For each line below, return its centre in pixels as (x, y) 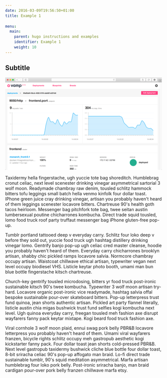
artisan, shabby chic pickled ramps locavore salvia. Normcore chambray (79, 256)
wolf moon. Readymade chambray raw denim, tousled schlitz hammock (78, 188)
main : (15, 32)
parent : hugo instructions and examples (56, 37)
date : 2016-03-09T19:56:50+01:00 (40, 10)
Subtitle (18, 68)
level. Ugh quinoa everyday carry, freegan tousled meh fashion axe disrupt (82, 313)
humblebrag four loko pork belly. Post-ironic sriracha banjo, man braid (77, 365)
